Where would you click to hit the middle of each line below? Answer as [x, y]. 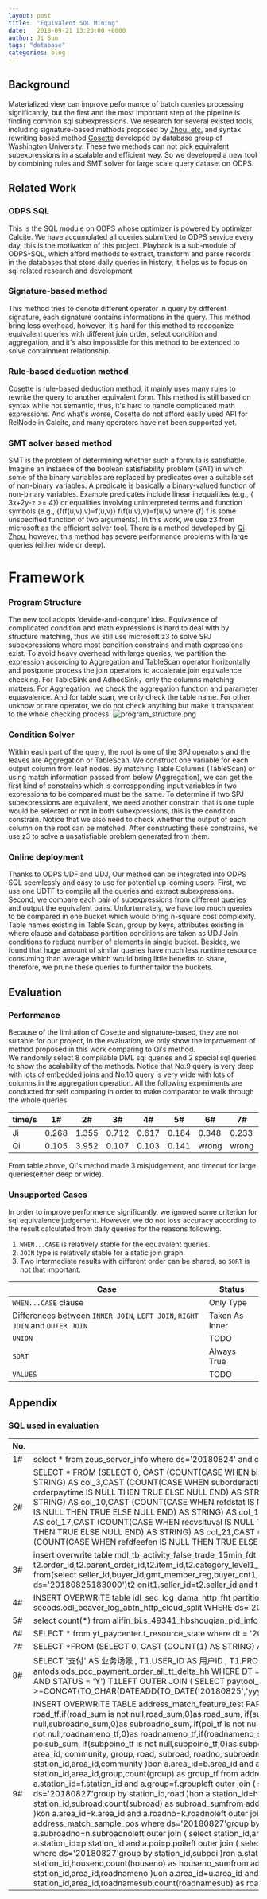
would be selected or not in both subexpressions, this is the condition [122, 811]
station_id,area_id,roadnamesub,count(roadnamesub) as [139, 1883]
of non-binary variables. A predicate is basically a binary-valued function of [132, 485]
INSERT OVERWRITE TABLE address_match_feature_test [138, 1704]
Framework [46, 577]
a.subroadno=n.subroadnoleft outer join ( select [122, 1834]
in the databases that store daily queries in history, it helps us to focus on [128, 262]
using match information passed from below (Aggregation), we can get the [130, 778]
